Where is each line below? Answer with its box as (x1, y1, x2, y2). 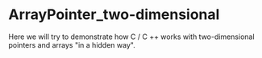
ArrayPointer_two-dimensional (8, 6, 220, 24)
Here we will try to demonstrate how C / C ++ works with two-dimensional (8, 32, 256, 41)
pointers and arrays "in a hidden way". (8, 40, 135, 49)
